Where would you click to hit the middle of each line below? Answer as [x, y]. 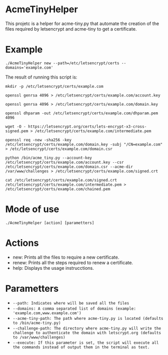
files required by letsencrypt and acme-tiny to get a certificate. [71, 29]
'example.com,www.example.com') [47, 313]
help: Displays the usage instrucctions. [53, 268]
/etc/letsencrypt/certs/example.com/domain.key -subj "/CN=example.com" [84, 144]
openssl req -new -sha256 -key [38, 140]
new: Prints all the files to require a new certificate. [66, 257]
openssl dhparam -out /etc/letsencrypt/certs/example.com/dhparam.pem [82, 113]
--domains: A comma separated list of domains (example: [74, 309]
